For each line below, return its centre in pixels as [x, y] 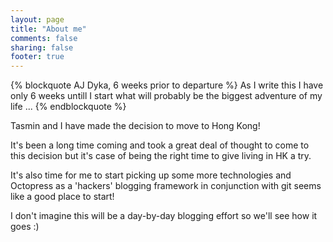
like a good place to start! [62, 197]
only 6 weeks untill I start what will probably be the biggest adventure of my [166, 96]
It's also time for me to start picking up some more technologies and [151, 175]
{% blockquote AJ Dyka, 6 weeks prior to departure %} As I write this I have [167, 85]
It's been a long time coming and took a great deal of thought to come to [160, 145]
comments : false [44, 38]
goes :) [25, 227]
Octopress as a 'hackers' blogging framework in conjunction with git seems [166, 186]
